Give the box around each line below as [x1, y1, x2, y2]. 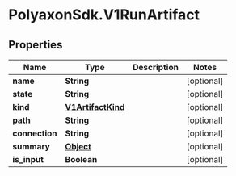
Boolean [65, 154, 98, 165]
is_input [12, 154, 44, 165]
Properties [8, 38, 63, 52]
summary [12, 141, 50, 152]
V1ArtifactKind [65, 102, 125, 112]
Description [132, 62, 179, 73]
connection [12, 128, 58, 139]
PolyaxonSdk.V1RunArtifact [8, 6, 200, 24]
